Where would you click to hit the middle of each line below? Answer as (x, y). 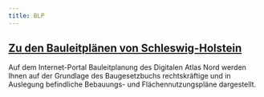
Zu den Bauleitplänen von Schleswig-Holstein (125, 48)
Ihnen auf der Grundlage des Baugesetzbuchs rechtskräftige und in (120, 76)
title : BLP (26, 16)
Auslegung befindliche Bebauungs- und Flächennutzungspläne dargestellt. (132, 84)
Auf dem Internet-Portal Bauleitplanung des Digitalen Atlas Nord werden (128, 67)
